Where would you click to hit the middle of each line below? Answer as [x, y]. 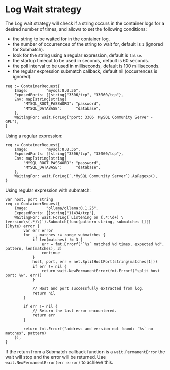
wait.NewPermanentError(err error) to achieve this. [59, 362]
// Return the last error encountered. [74, 311]
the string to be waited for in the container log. [61, 39]
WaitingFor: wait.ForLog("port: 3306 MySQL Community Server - [84, 117]
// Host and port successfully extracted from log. [88, 288]
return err [44, 315]
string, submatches [119, 222]
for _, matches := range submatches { [64, 235]
